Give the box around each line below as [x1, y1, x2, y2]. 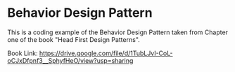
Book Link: [7, 49, 38, 57]
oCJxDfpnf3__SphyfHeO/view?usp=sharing [7, 56, 134, 64]
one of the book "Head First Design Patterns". [7, 35, 141, 43]
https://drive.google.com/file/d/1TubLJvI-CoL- [39, 49, 173, 57]
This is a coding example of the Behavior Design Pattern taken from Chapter [7, 28, 229, 36]
